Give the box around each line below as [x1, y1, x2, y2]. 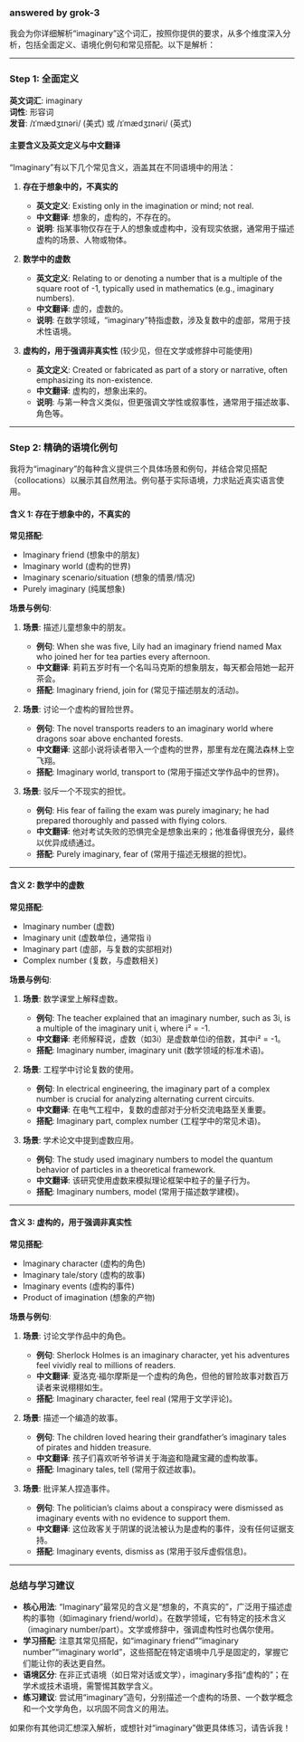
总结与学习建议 [9, 1579, 75, 1592]
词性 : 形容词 [9, 106, 54, 117]
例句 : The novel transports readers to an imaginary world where [35, 723, 274, 734]
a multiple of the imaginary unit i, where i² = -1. [35, 1023, 211, 1033]
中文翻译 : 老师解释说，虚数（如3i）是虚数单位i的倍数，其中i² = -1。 [35, 1033, 286, 1044]
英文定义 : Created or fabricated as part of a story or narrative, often [35, 364, 288, 375]
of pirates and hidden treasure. [35, 1442, 152, 1452]
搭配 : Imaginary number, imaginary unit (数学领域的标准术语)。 [35, 1044, 270, 1055]
